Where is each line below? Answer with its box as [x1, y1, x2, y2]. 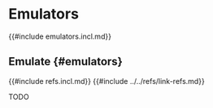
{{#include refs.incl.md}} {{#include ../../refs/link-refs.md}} [8, 76, 205, 85]
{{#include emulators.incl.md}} [8, 31, 112, 41]
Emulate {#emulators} [8, 55, 124, 69]
